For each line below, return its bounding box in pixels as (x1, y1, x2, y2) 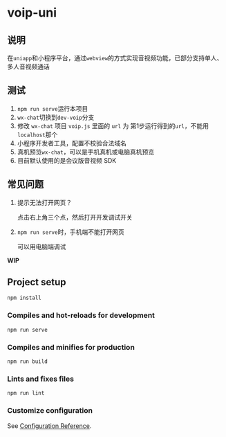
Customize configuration (7, 406, 93, 416)
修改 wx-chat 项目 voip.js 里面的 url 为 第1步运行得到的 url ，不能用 (17, 121, 209, 130)
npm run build (7, 358, 48, 365)
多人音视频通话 (7, 62, 50, 71)
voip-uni (7, 5, 57, 21)
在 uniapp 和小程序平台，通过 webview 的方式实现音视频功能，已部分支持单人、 (7, 54, 223, 62)
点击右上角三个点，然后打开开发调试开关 (17, 213, 133, 221)
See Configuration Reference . (7, 421, 92, 430)
